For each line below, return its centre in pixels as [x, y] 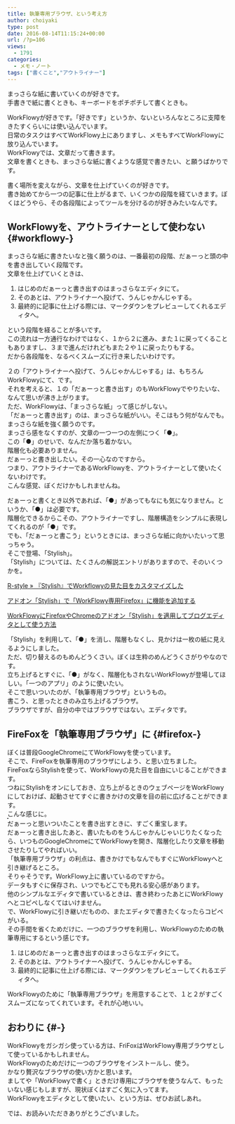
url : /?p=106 [26, 40]
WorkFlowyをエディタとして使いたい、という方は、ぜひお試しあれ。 [106, 1098]
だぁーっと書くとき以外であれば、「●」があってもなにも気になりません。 [113, 501]
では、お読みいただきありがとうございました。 [75, 1113]
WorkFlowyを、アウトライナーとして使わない [106, 227]
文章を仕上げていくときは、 [47, 274]
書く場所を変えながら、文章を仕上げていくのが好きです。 [90, 185]
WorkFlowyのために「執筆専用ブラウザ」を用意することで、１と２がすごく [115, 994]
